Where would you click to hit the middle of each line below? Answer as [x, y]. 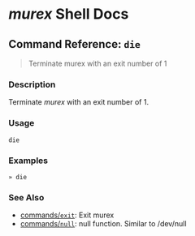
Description [32, 84]
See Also [26, 197]
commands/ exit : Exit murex [67, 215]
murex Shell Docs [69, 14]
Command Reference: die [74, 44]
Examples [28, 161]
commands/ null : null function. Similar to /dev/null [103, 224]
